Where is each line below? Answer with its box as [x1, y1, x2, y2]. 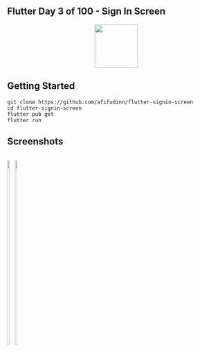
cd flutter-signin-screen [7, 104, 82, 112]
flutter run [7, 117, 42, 124]
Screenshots [7, 135, 64, 148]
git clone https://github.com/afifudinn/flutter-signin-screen [7, 99, 194, 106]
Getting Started [7, 80, 75, 92]
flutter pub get [7, 110, 54, 117]
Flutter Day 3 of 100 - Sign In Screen [7, 6, 166, 17]
